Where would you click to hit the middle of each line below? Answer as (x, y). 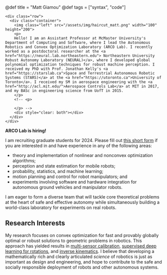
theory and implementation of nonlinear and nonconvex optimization (83, 155)
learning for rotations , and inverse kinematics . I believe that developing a (80, 251)
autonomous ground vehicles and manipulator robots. (67, 187)
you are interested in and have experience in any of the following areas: (79, 145)
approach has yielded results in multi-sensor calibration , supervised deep (81, 246)
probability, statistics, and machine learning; (58, 171)
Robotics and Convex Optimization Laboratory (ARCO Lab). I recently (79, 47)
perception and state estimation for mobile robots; (64, 166)
